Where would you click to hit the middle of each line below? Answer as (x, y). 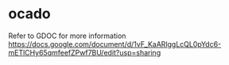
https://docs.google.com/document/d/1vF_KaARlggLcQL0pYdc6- (115, 44)
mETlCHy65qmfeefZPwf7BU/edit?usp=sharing (85, 52)
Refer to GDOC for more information (67, 36)
